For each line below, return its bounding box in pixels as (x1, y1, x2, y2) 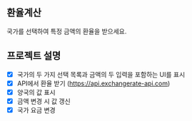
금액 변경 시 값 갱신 (16, 97, 71, 105)
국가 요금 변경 (16, 105, 56, 114)
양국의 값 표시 (16, 88, 56, 96)
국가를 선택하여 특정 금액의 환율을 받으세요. (6, 27, 127, 36)
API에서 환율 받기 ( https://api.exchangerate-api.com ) (16, 79, 171, 88)
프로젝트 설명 (6, 50, 61, 62)
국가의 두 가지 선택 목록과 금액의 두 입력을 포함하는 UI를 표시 (16, 70, 186, 78)
